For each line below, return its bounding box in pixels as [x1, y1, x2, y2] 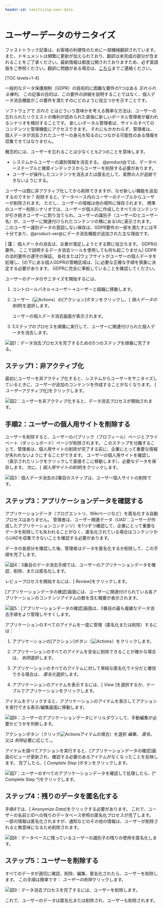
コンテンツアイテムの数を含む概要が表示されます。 [38, 595, 141, 600]
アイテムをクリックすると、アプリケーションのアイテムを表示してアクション [5, 698, 157, 704]
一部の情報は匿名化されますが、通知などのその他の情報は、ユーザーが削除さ [5, 818, 159, 824]
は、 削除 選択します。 [12, 655, 56, 661]
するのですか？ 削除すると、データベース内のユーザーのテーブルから [5, 194, 142, 199]
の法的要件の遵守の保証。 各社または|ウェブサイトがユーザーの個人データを [5, 253, 157, 259]
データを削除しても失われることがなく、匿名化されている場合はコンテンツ [5, 529, 154, 534]
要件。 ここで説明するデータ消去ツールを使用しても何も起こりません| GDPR [5, 247, 157, 253]
